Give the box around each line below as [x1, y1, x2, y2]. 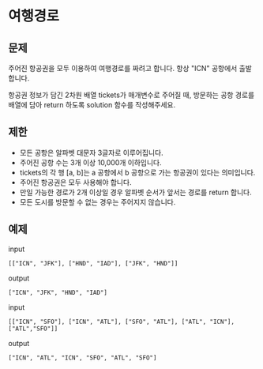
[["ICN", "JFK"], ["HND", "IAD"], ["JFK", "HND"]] [8, 259, 178, 267]
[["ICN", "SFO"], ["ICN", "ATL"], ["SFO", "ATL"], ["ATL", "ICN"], [8, 318, 235, 326]
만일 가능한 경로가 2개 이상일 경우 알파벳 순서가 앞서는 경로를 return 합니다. [19, 187, 253, 197]
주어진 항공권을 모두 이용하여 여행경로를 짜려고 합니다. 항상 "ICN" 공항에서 [8, 64, 238, 73]
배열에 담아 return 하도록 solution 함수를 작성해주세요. [8, 100, 176, 109]
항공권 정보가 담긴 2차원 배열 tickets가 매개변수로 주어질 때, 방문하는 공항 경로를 [8, 90, 255, 100]
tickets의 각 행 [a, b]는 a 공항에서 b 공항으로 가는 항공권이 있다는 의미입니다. [19, 168, 256, 177]
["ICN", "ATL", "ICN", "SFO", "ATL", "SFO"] [8, 353, 157, 362]
